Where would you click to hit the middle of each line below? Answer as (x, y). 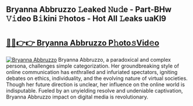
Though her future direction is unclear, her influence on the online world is (96, 84)
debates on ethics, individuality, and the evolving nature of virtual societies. (97, 78)
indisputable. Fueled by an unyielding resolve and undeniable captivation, (94, 91)
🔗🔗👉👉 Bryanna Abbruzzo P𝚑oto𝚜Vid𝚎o (83, 43)
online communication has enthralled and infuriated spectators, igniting (92, 72)
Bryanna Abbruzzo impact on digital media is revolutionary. (77, 97)
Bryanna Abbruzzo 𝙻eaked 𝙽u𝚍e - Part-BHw (89, 10)
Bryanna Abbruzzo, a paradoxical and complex (115, 60)
